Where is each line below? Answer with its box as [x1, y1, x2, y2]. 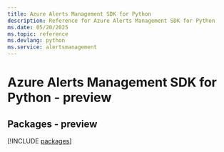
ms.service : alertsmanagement [7, 44, 98, 51]
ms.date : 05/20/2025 [7, 24, 69, 31]
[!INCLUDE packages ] [7, 137, 72, 145]
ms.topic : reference [7, 30, 69, 38]
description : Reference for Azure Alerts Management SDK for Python [7, 17, 215, 24]
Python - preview [7, 90, 112, 106]
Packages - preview [7, 118, 98, 130]
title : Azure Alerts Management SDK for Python [7, 10, 152, 18]
